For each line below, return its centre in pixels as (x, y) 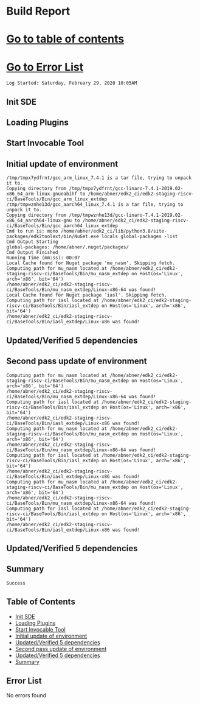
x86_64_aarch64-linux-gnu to (43, 220)
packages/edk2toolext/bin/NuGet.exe (53, 237)
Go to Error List (45, 67)
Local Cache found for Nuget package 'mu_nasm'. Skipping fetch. (91, 263)
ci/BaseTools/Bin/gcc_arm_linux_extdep (57, 199)
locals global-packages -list (140, 237)
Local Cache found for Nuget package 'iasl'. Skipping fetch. (87, 295)
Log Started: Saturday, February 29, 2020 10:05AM (72, 83)
